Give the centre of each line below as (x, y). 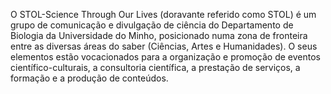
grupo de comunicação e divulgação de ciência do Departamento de (152, 25)
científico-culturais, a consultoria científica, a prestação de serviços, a (155, 67)
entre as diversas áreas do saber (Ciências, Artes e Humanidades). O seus (164, 46)
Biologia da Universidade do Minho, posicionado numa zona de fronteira (159, 35)
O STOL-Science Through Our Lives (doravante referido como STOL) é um (163, 14)
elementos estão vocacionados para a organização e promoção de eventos (165, 57)
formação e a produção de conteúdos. (89, 78)
